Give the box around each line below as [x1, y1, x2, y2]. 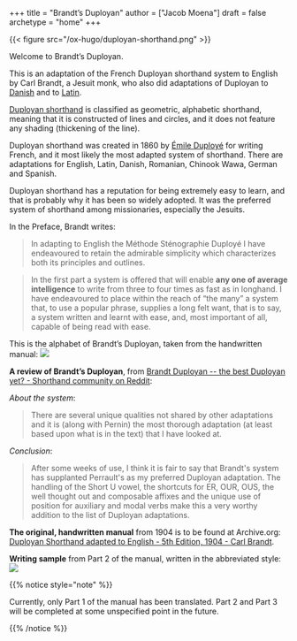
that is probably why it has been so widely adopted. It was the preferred [9, 195, 271, 205]
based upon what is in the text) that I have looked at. [30, 429, 223, 439]
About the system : [9, 393, 76, 403]
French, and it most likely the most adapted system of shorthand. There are [9, 149, 284, 160]
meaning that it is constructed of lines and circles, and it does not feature [9, 114, 276, 124]
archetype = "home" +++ [9, 17, 102, 27]
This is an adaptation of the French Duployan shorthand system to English [9, 68, 278, 79]
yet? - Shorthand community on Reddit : [9, 376, 153, 385]
